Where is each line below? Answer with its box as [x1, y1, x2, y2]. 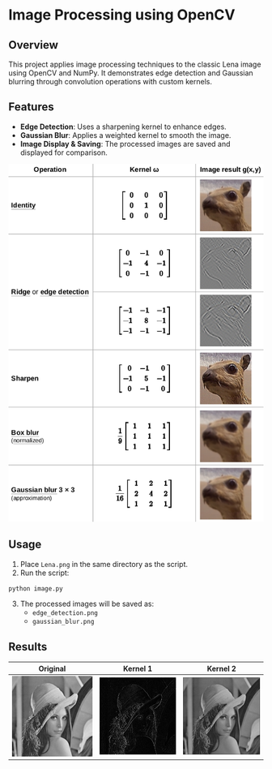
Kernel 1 [122, 664, 153, 673]
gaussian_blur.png [32, 618, 95, 626]
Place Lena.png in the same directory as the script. [19, 559, 189, 569]
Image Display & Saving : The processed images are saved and [19, 139, 231, 148]
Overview [8, 38, 59, 52]
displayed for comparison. [19, 148, 108, 157]
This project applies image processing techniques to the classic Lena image [8, 59, 261, 69]
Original [38, 664, 66, 673]
